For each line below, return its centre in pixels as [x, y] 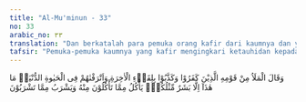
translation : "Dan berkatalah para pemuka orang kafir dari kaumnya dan [150, 43]
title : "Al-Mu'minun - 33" [61, 18]
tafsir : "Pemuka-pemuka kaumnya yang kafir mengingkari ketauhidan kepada [154, 52]
